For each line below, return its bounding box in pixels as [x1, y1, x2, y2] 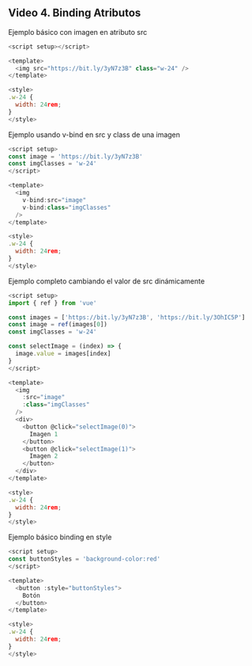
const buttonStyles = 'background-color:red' [8, 555, 160, 563]
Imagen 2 [28, 452, 58, 460]
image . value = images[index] [15, 350, 111, 358]
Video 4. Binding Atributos [8, 6, 141, 20]
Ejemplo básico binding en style [8, 532, 112, 542]
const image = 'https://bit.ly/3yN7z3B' [8, 152, 144, 161]
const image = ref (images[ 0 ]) [8, 321, 108, 329]
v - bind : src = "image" [22, 196, 87, 204]
